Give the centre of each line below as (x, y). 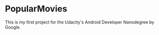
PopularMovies (36, 9)
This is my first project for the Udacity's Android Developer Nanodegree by (80, 22)
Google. (13, 27)
